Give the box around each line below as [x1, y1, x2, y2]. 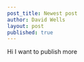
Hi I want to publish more [7, 48, 77, 56]
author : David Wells [7, 16, 66, 23]
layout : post [7, 22, 44, 29]
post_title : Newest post [7, 10, 78, 17]
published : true [7, 29, 53, 36]
